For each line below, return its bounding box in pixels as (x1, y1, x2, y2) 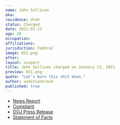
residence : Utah (5, 17, 40, 22)
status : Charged (5, 22, 40, 27)
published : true (5, 84, 40, 89)
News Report (12, 98, 41, 104)
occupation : (5, 36, 31, 41)
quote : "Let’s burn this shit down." (5, 74, 86, 79)
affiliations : (5, 41, 36, 46)
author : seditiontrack (5, 79, 54, 84)
